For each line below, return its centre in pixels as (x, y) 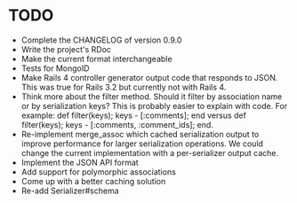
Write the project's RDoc (66, 49)
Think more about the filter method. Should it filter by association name (152, 96)
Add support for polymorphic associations (99, 172)
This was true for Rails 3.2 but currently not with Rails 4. (124, 87)
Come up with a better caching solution (93, 181)
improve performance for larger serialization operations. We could (142, 144)
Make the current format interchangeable (96, 59)
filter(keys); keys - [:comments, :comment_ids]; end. (117, 124)
